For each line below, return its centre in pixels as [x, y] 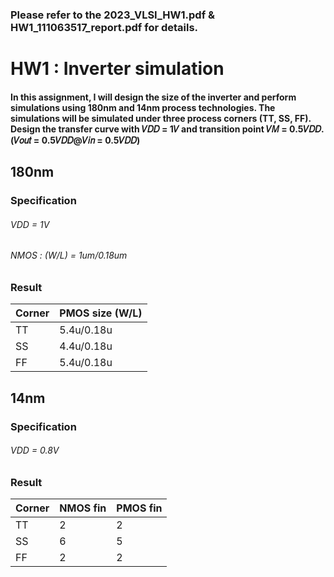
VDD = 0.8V [35, 450]
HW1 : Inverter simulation [117, 69]
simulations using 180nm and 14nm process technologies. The [143, 107]
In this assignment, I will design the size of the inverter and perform [153, 97]
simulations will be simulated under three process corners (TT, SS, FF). [161, 118]
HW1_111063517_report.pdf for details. [104, 27]
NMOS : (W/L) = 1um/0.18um [69, 255]
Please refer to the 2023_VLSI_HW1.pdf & [113, 15]
